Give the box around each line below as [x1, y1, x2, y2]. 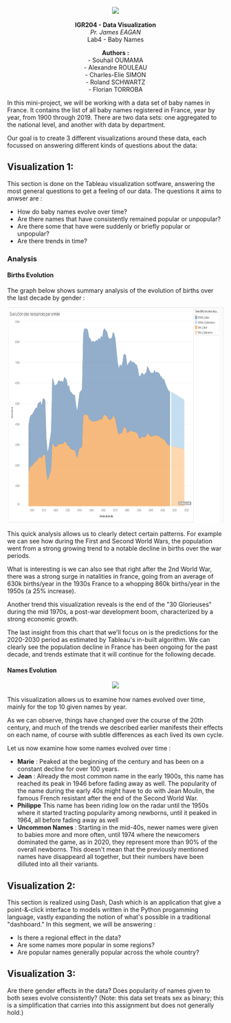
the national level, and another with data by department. [7, 121, 166, 129]
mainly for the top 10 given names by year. [7, 703, 127, 711]
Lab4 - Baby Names [87, 35, 144, 43]
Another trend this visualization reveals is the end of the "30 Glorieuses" [7, 600, 212, 608]
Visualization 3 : [7, 968, 76, 980]
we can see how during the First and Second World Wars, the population [7, 537, 213, 545]
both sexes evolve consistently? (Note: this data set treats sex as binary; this [7, 993, 224, 1002]
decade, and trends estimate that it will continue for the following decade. [7, 650, 216, 658]
